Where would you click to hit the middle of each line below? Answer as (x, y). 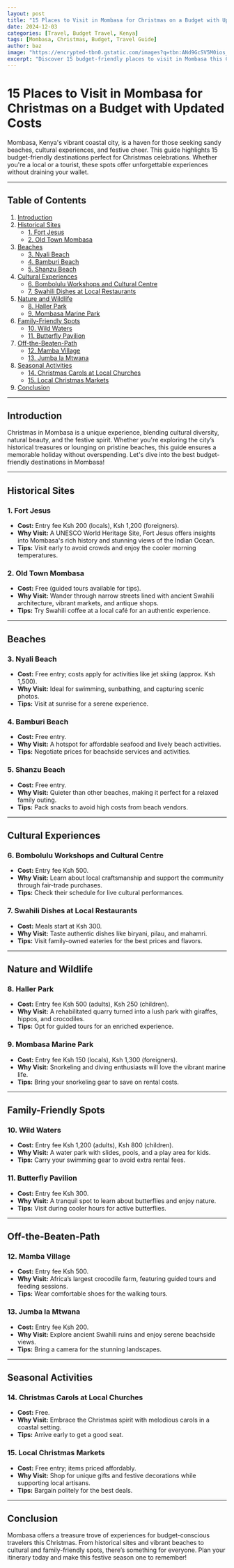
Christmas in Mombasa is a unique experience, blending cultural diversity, (113, 433)
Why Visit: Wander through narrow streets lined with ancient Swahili (116, 596)
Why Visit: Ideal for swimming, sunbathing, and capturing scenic (110, 689)
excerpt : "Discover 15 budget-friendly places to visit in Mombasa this (115, 59)
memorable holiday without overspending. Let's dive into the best (101, 455)
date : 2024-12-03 (32, 26)
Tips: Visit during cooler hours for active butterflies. (92, 1208)
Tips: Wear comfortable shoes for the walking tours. (92, 1294)
